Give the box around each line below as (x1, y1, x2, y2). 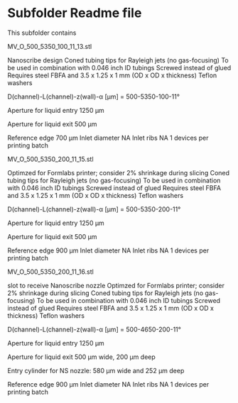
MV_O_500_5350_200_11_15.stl (7, 155, 94, 163)
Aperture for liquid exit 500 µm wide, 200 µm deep (7, 353, 156, 361)
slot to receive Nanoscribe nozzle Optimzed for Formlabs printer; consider (7, 281, 225, 289)
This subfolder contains (7, 28, 77, 37)
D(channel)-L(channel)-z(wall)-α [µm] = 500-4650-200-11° (7, 325, 181, 333)
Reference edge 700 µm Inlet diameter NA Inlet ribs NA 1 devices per (7, 133, 209, 142)
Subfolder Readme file (7, 5, 142, 21)
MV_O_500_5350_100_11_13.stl (7, 42, 92, 50)
